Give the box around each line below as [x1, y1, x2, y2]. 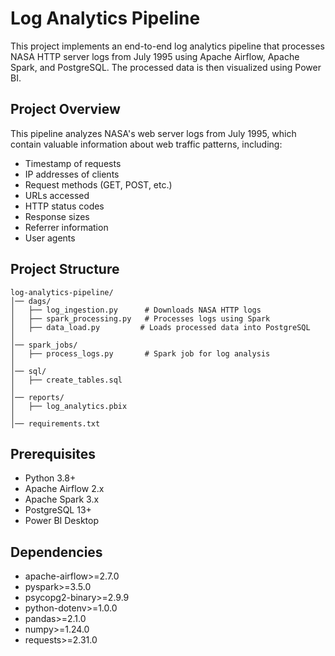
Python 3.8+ [24, 472, 77, 484]
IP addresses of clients [24, 168, 120, 180]
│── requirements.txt [10, 418, 101, 429]
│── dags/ [10, 296, 52, 306]
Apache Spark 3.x [24, 493, 100, 506]
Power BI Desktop [24, 515, 99, 527]
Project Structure [10, 261, 120, 278]
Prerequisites [10, 445, 96, 462]
